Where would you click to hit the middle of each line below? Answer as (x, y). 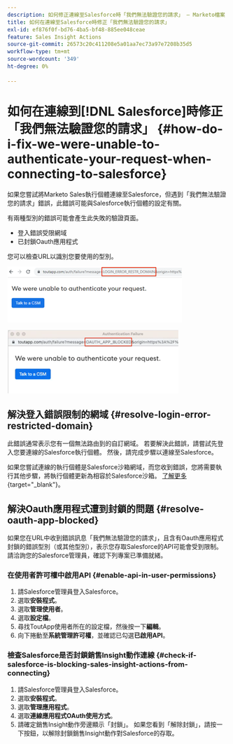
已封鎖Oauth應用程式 (48, 241)
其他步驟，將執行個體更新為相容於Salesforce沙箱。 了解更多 (100, 476)
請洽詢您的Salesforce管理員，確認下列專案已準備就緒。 (87, 555)
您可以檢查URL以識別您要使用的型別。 (62, 256)
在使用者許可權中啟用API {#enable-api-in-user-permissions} (112, 575)
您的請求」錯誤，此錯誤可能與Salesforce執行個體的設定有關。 (96, 203)
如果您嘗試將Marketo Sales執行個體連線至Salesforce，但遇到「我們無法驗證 (117, 194)
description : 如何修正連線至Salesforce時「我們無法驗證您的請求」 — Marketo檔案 (116, 15)
